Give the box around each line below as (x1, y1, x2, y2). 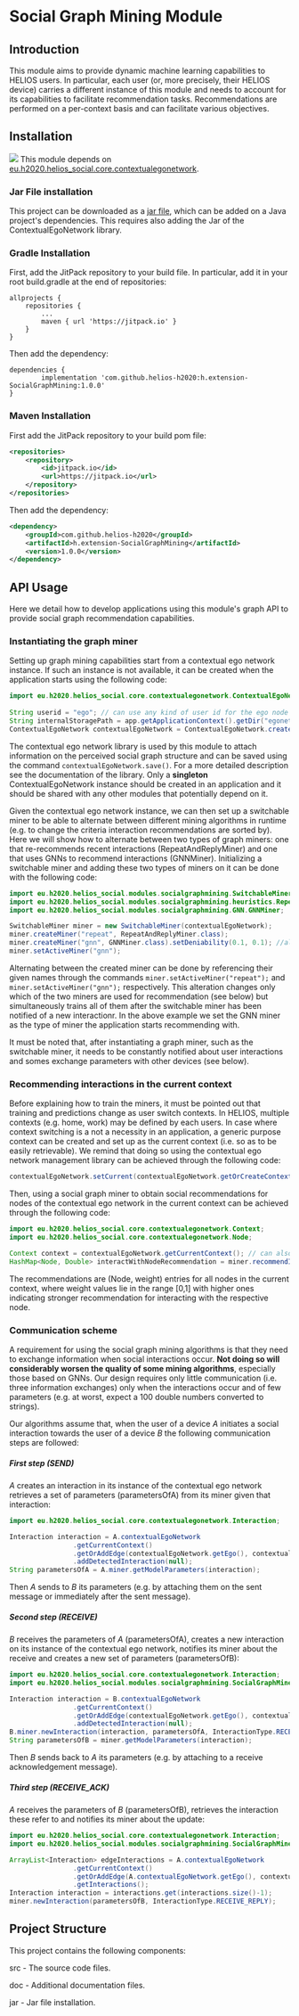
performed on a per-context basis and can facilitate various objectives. (9, 103, 270, 113)
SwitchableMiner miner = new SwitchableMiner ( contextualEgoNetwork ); (9, 922, 273, 930)
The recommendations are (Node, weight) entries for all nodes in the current (9, 1273, 289, 1284)
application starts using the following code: (9, 675, 167, 685)
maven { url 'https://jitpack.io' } (41, 317, 177, 326)
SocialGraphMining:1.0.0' (9, 381, 105, 390)
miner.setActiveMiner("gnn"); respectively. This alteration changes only (9, 981, 276, 992)
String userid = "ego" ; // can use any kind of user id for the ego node (9, 709, 289, 717)
